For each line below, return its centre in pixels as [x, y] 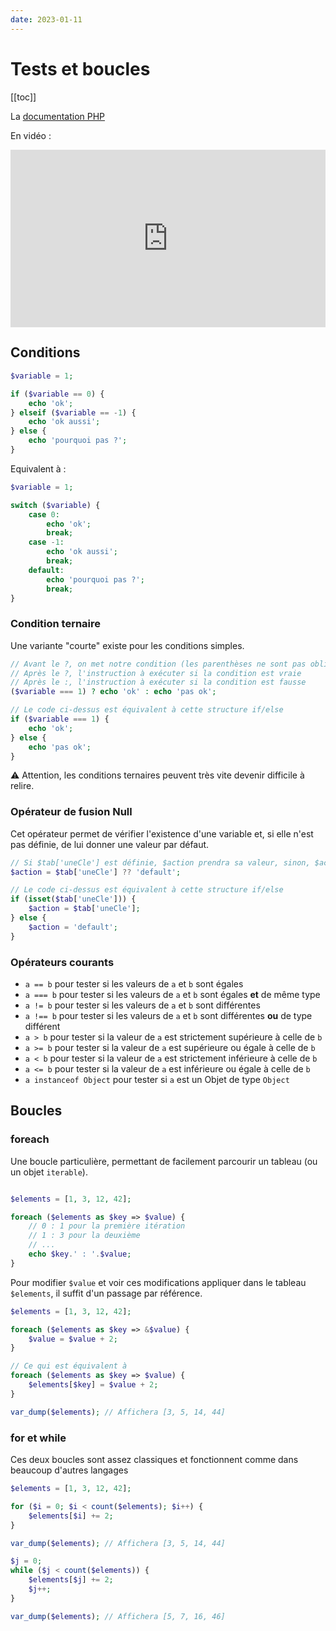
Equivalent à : [38, 468]
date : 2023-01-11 [46, 19]
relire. [22, 786]
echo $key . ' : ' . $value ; [80, 1254]
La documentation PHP [58, 116]
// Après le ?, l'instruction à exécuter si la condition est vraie [156, 673]
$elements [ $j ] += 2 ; [71, 1580]
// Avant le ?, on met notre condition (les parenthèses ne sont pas [158, 664]
